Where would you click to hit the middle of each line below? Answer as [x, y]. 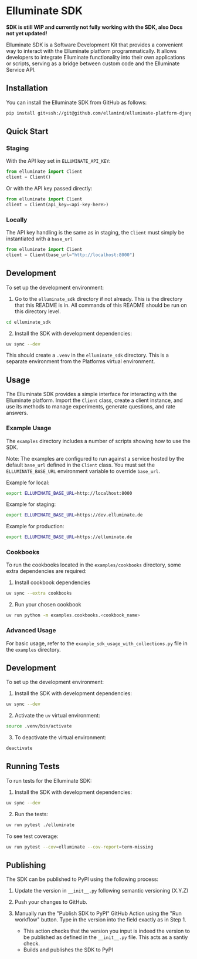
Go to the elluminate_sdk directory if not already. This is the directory [98, 299]
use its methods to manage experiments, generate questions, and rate [91, 407]
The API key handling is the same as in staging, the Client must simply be [95, 233]
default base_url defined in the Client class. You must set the [81, 465]
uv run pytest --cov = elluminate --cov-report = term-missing [80, 847]
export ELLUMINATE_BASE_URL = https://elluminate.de [69, 537]
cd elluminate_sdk [28, 322]
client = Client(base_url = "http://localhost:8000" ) [70, 255]
